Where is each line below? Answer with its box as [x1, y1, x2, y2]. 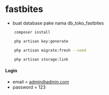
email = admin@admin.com [12, 78, 69, 84]
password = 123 [12, 84, 46, 90]
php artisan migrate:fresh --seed [14, 47, 86, 53]
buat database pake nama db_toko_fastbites [12, 20, 104, 26]
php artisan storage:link [14, 56, 69, 62]
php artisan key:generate [14, 38, 69, 43]
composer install [14, 29, 51, 34]
